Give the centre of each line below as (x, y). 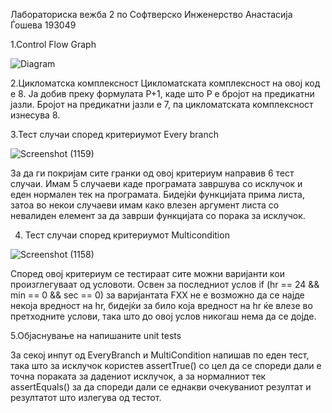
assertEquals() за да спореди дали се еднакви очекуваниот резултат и (161, 387)
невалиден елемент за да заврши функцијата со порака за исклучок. (158, 215)
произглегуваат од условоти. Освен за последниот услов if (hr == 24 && (165, 284)
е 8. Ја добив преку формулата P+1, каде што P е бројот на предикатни (162, 93)
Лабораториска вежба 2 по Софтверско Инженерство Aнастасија (151, 14)
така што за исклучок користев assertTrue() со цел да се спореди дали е (166, 365)
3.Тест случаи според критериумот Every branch (114, 134)
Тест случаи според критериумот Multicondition (127, 235)
